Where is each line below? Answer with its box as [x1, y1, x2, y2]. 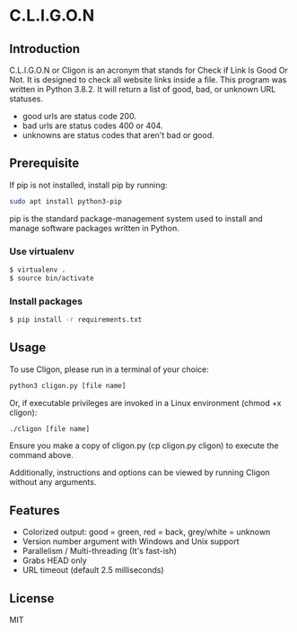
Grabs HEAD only [22, 555, 87, 566]
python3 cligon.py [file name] [9, 381, 127, 390]
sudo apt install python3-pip [9, 196, 123, 206]
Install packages [9, 295, 83, 307]
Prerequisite [9, 156, 80, 171]
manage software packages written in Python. [9, 222, 179, 233]
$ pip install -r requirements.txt [9, 316, 143, 325]
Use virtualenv [9, 245, 74, 257]
